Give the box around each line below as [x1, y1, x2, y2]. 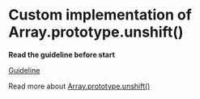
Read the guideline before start [8, 49, 116, 59]
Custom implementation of [8, 6, 192, 24]
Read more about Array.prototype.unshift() [8, 81, 151, 91]
